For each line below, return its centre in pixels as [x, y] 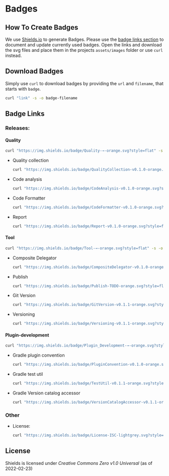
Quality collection [31, 160]
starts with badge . [23, 89]
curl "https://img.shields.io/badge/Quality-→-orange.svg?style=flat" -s [84, 151]
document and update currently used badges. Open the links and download [83, 45]
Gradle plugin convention [38, 355]
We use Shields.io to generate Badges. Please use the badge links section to [84, 39]
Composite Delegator [34, 258]
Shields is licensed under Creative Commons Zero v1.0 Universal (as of [79, 463]
